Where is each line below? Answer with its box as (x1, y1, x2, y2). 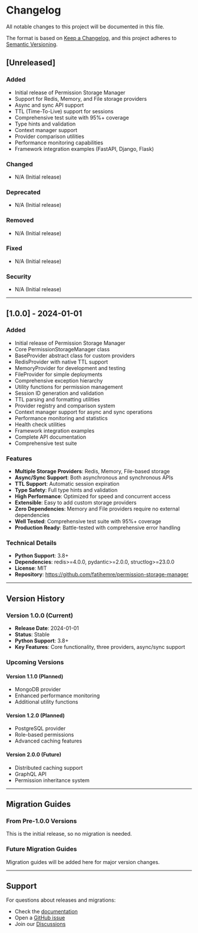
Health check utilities (14, 421, 66, 428)
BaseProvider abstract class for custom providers (14, 352, 136, 359)
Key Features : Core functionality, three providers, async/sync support (14, 644, 186, 651)
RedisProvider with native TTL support (14, 358, 108, 365)
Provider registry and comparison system (14, 402, 115, 409)
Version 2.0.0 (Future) (6, 751, 62, 758)
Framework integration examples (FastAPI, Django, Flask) (14, 145, 154, 152)
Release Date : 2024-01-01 (14, 625, 80, 632)
